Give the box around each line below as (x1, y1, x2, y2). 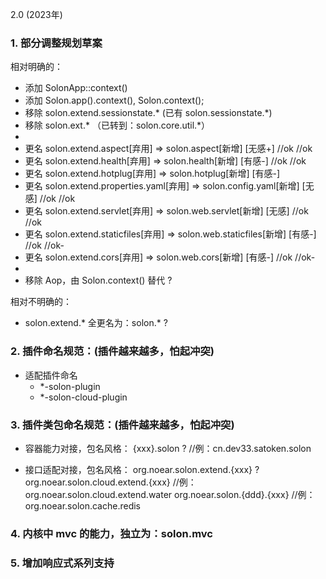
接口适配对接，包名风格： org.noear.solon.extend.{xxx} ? (24, 463, 260, 475)
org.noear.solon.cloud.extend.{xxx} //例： (24, 476, 197, 488)
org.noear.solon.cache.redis (24, 499, 141, 512)
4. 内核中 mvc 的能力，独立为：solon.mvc (10, 526, 213, 540)
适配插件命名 (24, 369, 78, 381)
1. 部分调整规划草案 (10, 36, 103, 50)
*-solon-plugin (39, 380, 101, 392)
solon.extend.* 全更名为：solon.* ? (24, 317, 168, 329)
